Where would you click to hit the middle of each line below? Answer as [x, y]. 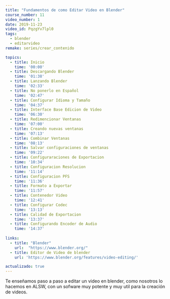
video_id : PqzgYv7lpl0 [29, 29]
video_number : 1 [23, 19]
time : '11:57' [29, 191]
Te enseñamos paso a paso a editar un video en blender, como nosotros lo [84, 281]
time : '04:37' [29, 105]
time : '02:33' [29, 86]
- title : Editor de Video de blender [50, 252]
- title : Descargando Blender [42, 72]
